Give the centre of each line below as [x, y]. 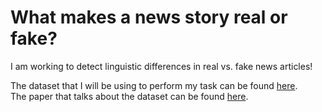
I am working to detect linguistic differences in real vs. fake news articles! [161, 66]
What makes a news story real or [149, 17]
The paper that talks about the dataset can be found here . [129, 96]
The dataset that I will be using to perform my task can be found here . [154, 85]
